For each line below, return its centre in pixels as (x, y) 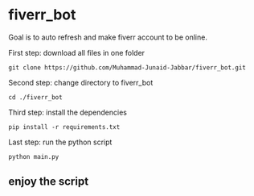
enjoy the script (49, 182)
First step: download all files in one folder (77, 52)
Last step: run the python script (60, 142)
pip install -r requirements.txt (64, 127)
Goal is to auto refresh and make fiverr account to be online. (108, 37)
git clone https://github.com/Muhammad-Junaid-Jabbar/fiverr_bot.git (127, 67)
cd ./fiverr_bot (35, 97)
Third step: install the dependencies (68, 112)
